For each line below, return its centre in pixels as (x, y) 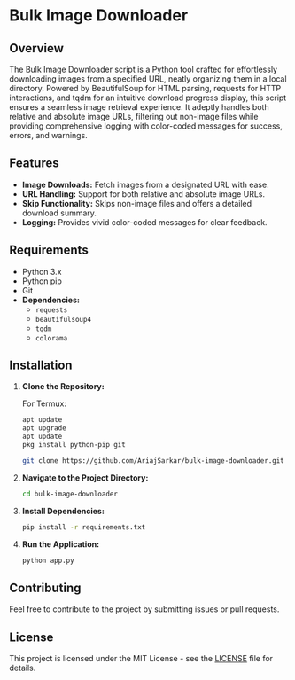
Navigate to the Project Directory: (85, 477)
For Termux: (44, 403)
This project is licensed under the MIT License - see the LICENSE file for (141, 659)
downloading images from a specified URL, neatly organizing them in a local (148, 79)
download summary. (59, 213)
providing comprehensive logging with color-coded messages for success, (146, 126)
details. (23, 668)
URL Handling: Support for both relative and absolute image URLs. (144, 194)
